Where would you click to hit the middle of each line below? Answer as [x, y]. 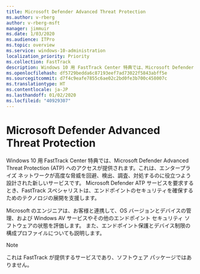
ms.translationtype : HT [36, 84]
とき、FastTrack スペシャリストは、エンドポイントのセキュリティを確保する [100, 190]
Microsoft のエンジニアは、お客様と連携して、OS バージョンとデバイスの [96, 211]
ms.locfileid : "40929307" [38, 101]
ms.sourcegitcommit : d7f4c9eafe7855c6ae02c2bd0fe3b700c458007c [87, 78]
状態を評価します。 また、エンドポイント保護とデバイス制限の [114, 226]
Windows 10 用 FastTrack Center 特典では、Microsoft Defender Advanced [97, 160]
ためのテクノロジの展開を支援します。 [53, 197]
